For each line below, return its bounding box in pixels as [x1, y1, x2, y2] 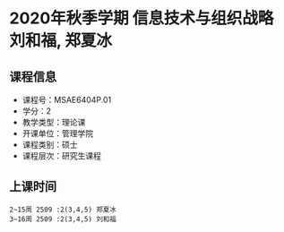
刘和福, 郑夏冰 [9, 30, 113, 51]
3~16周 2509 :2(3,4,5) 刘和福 [9, 214, 116, 224]
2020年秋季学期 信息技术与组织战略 [9, 8, 274, 29]
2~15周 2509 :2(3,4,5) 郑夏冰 [9, 205, 116, 214]
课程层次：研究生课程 [22, 150, 101, 161]
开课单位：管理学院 [22, 128, 94, 139]
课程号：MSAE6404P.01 [22, 95, 112, 105]
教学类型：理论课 [22, 117, 86, 127]
